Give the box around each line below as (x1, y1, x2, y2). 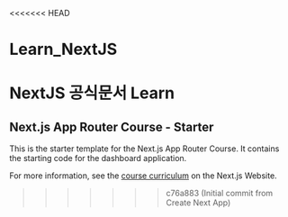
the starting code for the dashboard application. (9, 153, 187, 164)
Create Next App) (166, 197, 231, 208)
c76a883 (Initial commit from (166, 188, 274, 199)
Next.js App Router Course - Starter (9, 119, 214, 134)
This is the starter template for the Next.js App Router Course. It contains (9, 143, 280, 154)
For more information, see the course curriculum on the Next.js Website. (9, 170, 277, 181)
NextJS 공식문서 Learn (9, 83, 175, 104)
